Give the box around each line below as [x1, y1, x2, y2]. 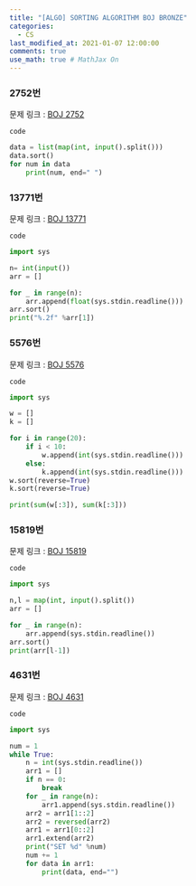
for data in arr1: [25, 859, 95, 868]
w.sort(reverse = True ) [9, 476, 91, 485]
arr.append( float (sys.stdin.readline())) [25, 297, 183, 306]
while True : [9, 749, 54, 759]
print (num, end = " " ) [25, 168, 103, 177]
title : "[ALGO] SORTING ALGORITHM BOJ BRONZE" [9, 13, 188, 23]
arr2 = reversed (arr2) [25, 817, 111, 826]
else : [25, 458, 47, 468]
